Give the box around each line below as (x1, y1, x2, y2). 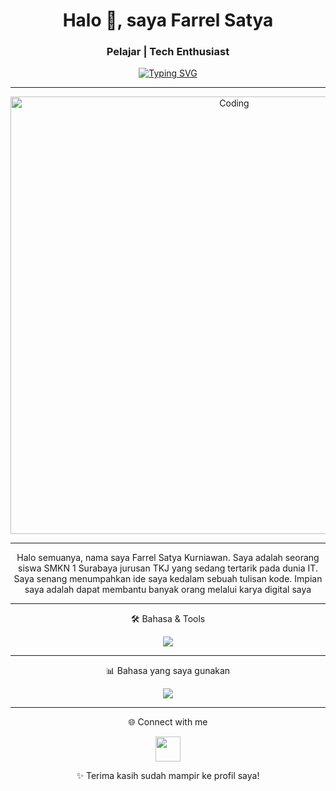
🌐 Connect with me (128, 716, 208, 728)
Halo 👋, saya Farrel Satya (62, 9, 274, 32)
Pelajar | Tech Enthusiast (106, 45, 230, 59)
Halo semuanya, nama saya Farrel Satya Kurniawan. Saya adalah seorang (16, 552, 320, 564)
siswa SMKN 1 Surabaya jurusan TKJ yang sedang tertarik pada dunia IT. (18, 562, 318, 574)
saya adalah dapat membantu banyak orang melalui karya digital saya (24, 584, 312, 596)
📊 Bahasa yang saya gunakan (105, 665, 231, 677)
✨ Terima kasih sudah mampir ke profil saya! (76, 770, 260, 782)
